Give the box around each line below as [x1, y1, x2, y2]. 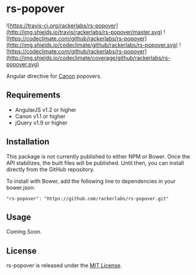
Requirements [6, 90, 60, 100]
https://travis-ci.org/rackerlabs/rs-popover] [10, 22, 119, 29]
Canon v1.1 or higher [15, 112, 66, 120]
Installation [6, 137, 50, 147]
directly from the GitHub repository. [6, 166, 95, 173]
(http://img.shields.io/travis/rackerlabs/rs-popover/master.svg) [6, 28, 163, 35]
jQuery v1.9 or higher [15, 119, 68, 126]
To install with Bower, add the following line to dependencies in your [6, 177, 176, 185]
